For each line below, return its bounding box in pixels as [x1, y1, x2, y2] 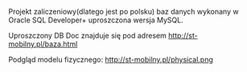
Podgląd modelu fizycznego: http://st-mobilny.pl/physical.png [8, 55, 213, 64]
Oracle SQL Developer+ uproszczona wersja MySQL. [8, 15, 183, 25]
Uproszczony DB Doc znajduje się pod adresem [8, 31, 167, 40]
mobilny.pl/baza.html [8, 39, 78, 49]
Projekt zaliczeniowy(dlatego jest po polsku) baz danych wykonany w [8, 7, 239, 16]
